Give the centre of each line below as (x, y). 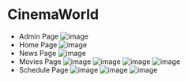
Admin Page (39, 36)
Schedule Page (43, 69)
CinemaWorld (53, 15)
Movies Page (40, 61)
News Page (38, 53)
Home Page (38, 44)
